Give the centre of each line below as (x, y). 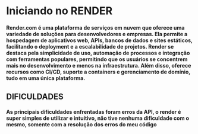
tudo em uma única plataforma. (46, 78)
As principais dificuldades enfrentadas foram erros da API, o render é (94, 111)
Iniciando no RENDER (59, 11)
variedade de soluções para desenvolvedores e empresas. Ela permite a (97, 34)
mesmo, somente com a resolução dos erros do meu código (81, 124)
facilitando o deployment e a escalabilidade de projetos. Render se (90, 46)
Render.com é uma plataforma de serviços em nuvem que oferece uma (95, 27)
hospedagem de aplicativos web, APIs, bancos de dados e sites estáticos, (100, 40)
